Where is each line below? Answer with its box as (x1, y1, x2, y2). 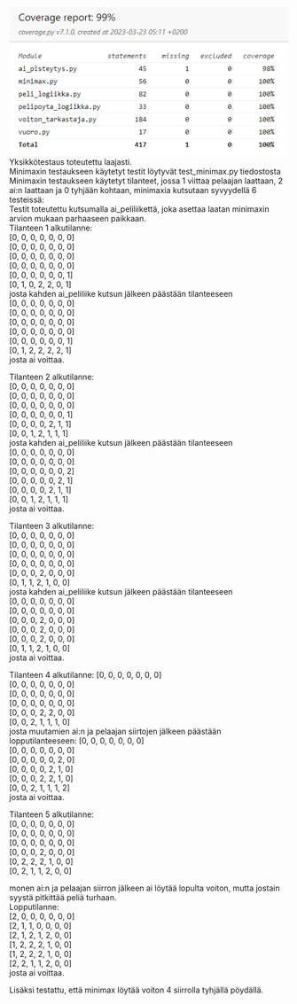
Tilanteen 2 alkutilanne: (9, 371, 95, 382)
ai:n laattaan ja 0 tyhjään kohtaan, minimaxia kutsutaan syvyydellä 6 (9, 185, 257, 195)
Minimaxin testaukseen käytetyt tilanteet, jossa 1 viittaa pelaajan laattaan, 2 (9, 175, 284, 186)
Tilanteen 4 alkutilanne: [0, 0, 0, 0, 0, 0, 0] (9, 670, 162, 680)
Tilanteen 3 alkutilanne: (9, 521, 95, 531)
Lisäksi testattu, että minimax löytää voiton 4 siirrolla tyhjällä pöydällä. (9, 985, 264, 995)
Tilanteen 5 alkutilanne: (9, 809, 95, 820)
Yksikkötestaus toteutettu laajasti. (9, 157, 132, 167)
